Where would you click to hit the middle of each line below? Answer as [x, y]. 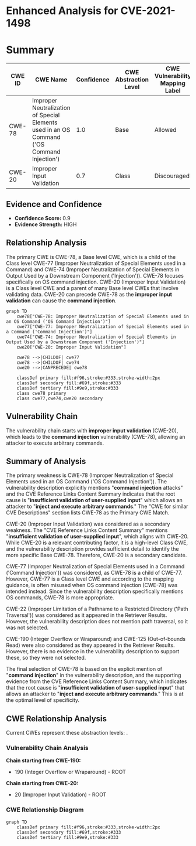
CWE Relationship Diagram [45, 810]
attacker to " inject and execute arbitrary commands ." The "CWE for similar [97, 506]
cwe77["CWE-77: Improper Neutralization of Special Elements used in [103, 326]
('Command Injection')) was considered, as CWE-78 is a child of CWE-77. [94, 573]
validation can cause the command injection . [61, 301]
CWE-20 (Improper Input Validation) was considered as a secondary [88, 524]
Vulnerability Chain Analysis [47, 748]
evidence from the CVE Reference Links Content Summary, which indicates [97, 681]
